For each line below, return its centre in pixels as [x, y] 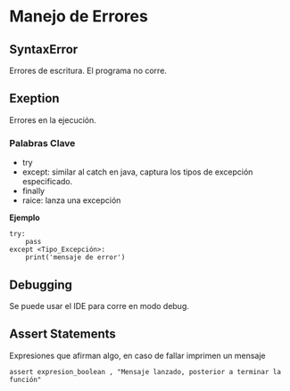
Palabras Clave [42, 143]
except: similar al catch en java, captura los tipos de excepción [137, 172]
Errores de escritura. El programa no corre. [88, 70]
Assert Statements [62, 334]
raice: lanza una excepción [71, 200]
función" [25, 379]
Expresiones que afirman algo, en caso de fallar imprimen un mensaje [137, 355]
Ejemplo [25, 218]
